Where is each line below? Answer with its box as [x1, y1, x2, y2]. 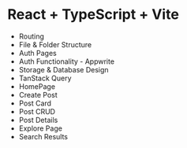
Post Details [18, 115, 58, 124]
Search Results [18, 131, 69, 141]
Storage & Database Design [18, 65, 109, 74]
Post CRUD [18, 106, 56, 116]
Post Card [18, 98, 52, 108]
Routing [18, 31, 45, 41]
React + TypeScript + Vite [7, 6, 179, 24]
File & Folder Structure [18, 39, 92, 49]
